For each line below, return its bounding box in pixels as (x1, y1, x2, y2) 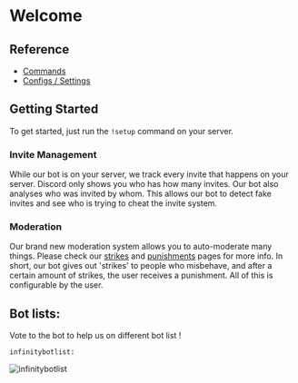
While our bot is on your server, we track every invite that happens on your (9, 169, 289, 180)
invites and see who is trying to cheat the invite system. (9, 198, 218, 209)
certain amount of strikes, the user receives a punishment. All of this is (9, 270, 273, 281)
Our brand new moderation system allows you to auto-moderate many (9, 241, 273, 252)
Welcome (9, 5, 83, 26)
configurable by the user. (9, 280, 104, 290)
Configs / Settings (22, 75, 91, 86)
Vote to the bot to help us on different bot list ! (9, 330, 182, 341)
